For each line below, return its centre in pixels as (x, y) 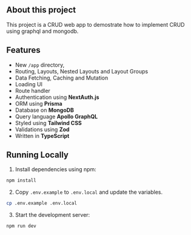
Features (23, 50)
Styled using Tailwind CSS (48, 123)
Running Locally (37, 155)
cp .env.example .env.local (42, 203)
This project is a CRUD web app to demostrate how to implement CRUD (95, 24)
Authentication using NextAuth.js (57, 97)
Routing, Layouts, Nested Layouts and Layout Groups (82, 71)
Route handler (32, 90)
